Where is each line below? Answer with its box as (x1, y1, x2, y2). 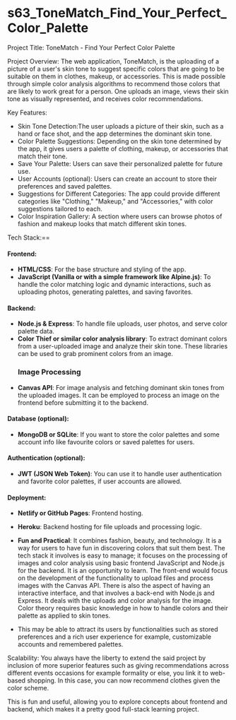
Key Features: (7, 108, 47, 117)
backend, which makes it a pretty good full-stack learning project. (7, 705, 199, 714)
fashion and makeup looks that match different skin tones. (17, 219, 187, 228)
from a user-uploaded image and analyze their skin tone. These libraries (17, 342, 228, 350)
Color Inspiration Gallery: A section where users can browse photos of (17, 212, 223, 220)
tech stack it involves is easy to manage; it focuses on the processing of (17, 551, 228, 560)
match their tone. (17, 152, 68, 160)
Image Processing (17, 367, 81, 377)
